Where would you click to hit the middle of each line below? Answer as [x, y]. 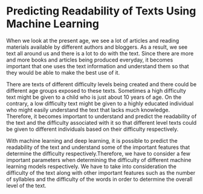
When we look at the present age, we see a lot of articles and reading [93, 40]
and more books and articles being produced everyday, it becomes [90, 60]
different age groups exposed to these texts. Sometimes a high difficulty [96, 90]
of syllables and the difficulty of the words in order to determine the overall [99, 179]
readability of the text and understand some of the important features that [98, 147]
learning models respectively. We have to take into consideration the [92, 166]
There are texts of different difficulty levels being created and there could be [101, 84]
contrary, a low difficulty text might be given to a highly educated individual [100, 103]
